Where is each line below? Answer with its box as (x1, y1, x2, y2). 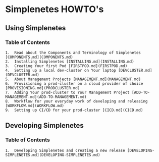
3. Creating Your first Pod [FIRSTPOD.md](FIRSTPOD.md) (5, 63, 128, 69)
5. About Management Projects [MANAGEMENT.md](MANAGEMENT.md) (5, 77, 141, 82)
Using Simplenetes (5, 24, 66, 32)
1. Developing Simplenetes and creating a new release (5, 148, 125, 153)
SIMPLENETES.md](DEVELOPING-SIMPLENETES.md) (5, 152, 100, 157)
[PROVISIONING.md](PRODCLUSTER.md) (5, 85, 80, 90)
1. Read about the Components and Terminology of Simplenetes (5, 50, 141, 55)
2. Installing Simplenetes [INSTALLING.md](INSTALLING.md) (5, 59, 135, 64)
